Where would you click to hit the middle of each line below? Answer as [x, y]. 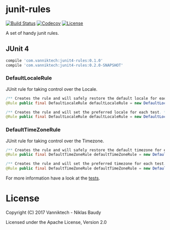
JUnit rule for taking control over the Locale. [52, 89]
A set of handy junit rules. [33, 33]
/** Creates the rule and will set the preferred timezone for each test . [86, 164]
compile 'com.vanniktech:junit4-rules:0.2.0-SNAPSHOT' [65, 65]
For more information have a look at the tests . [53, 178]
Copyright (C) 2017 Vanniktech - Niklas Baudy [53, 212]
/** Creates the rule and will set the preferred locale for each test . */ [87, 112]
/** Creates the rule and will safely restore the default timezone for [84, 150]
